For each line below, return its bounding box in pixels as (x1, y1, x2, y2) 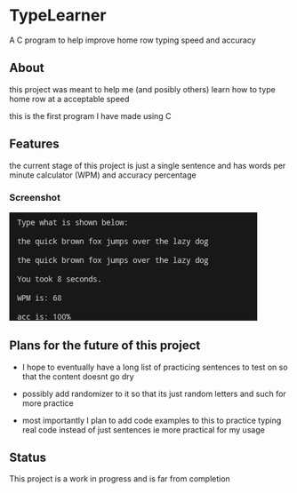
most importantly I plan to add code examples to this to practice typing (21, 415, 282, 425)
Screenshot (9, 192, 60, 204)
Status (9, 450, 47, 465)
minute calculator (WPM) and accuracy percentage (9, 170, 197, 180)
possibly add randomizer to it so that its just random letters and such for (21, 388, 286, 399)
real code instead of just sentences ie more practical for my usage (21, 424, 265, 435)
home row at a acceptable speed (9, 93, 130, 104)
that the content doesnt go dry (21, 370, 135, 382)
